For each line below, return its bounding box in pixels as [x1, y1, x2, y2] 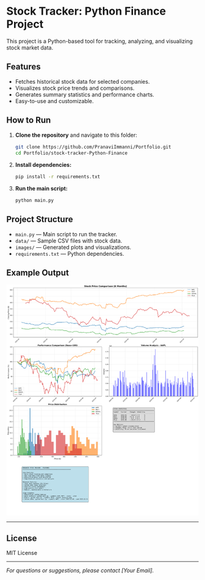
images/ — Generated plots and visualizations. [15, 243, 132, 251]
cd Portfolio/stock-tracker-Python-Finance [15, 150, 128, 156]
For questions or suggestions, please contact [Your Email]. [6, 567, 154, 575]
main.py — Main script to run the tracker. [15, 230, 118, 237]
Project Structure [6, 214, 73, 225]
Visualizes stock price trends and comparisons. [15, 84, 135, 92]
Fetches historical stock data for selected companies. [15, 78, 150, 85]
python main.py [15, 197, 54, 204]
